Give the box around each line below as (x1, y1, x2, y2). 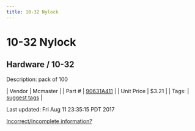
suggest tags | (6, 94, 43, 101)
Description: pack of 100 (6, 76, 68, 83)
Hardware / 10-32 (6, 59, 75, 70)
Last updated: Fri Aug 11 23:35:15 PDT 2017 (6, 105, 115, 113)
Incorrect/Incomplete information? (6, 117, 93, 125)
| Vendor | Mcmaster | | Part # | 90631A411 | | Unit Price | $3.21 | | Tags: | (6, 87, 189, 94)
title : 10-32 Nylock (6, 9, 59, 15)
